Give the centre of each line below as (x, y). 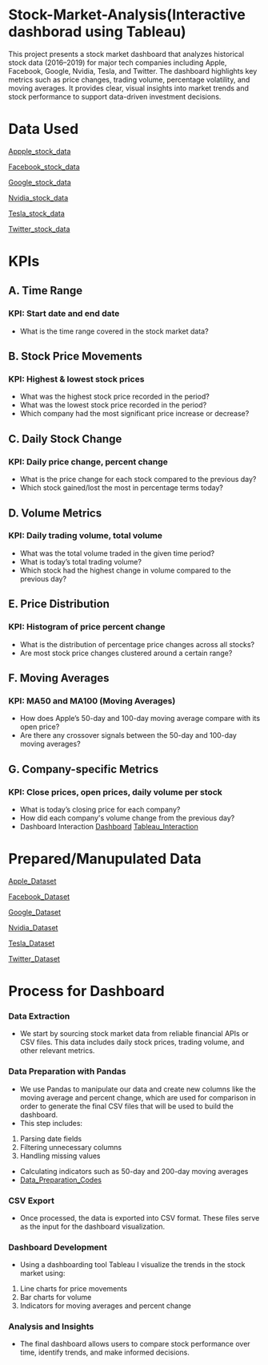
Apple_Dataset (32, 881)
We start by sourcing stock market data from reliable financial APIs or (134, 1034)
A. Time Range (46, 291)
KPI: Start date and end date (64, 314)
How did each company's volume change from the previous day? (127, 818)
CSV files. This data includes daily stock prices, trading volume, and (132, 1042)
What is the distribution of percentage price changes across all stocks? (137, 644)
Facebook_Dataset (39, 897)
